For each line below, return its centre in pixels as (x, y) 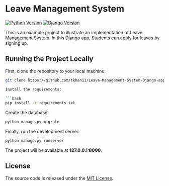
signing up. (17, 43)
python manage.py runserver (35, 141)
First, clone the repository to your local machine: (55, 71)
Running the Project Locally (49, 59)
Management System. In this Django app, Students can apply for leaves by (82, 38)
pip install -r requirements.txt (40, 103)
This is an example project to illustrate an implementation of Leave (74, 32)
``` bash (13, 99)
